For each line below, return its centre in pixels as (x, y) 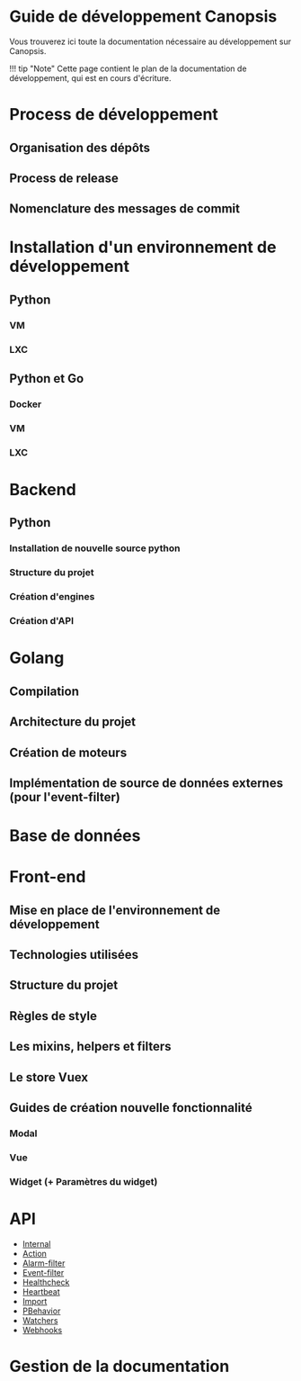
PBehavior (41, 1311)
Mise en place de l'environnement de (115, 910)
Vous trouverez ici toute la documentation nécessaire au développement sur (150, 41)
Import (35, 1301)
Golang (37, 658)
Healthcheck (46, 1282)
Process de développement (114, 115)
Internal (36, 1243)
